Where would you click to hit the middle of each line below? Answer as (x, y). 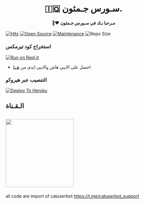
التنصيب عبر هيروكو (26, 80)
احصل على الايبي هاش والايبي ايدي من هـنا (52, 67)
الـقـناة (15, 106)
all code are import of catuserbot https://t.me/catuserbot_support (72, 196)
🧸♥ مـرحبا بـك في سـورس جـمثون (84, 23)
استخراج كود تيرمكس (28, 46)
